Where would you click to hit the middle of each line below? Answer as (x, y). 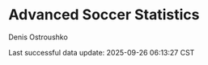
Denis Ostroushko (38, 37)
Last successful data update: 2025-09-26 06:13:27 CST (102, 52)
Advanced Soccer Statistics (104, 15)
